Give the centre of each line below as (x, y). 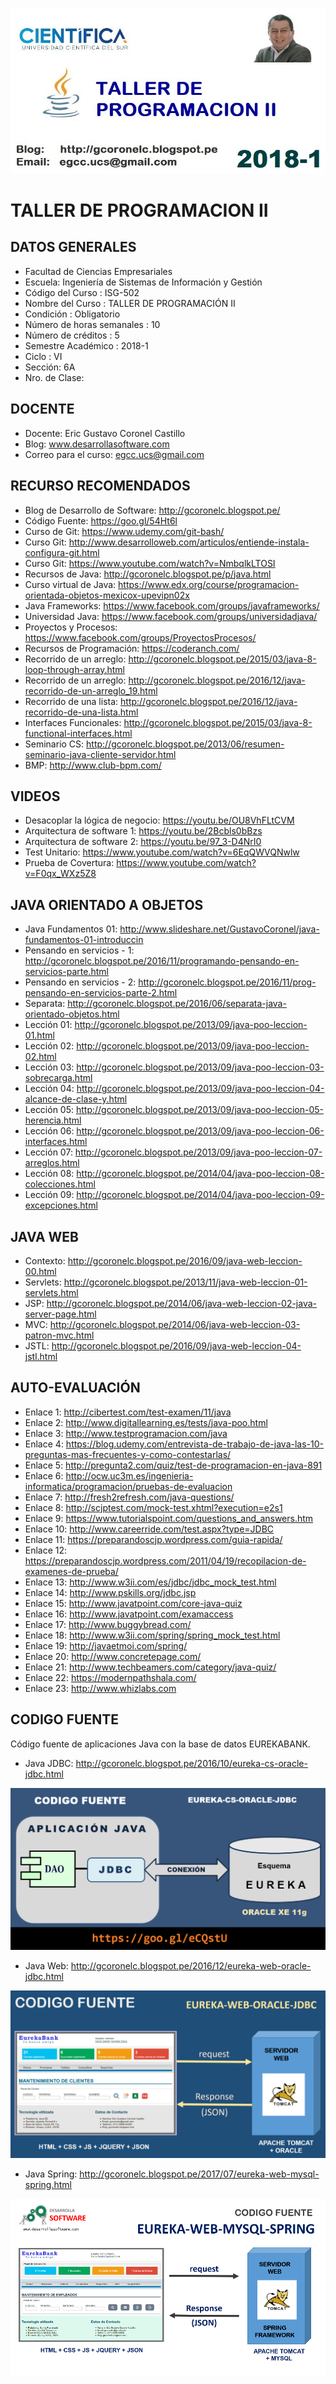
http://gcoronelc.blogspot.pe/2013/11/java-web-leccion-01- (185, 1282)
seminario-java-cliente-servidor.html (100, 754)
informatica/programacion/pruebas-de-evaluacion (128, 1486)
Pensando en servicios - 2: (80, 982)
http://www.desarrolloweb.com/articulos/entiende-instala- (189, 542)
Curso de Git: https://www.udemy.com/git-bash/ (124, 531)
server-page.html (60, 1314)
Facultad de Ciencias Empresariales (98, 271)
